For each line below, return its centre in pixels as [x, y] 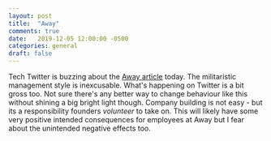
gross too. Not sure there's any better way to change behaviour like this [128, 94]
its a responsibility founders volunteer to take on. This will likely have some [133, 111]
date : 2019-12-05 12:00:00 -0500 [69, 38]
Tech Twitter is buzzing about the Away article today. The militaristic [123, 77]
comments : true [34, 31]
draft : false [30, 53]
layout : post [30, 16]
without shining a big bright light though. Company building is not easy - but [135, 103]
